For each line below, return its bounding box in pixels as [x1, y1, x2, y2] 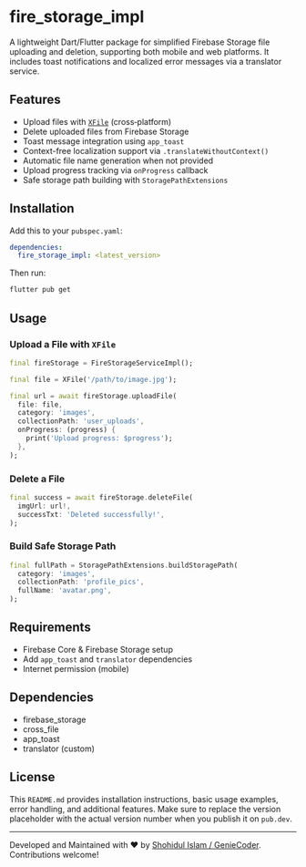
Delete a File [9, 472, 66, 485]
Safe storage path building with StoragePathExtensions [22, 174, 229, 185]
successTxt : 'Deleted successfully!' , [17, 510, 166, 519]
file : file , [17, 399, 64, 409]
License [9, 769, 56, 785]
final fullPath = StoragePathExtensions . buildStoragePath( [9, 561, 239, 570]
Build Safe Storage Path [9, 540, 117, 552]
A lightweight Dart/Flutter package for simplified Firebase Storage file [9, 36, 270, 47]
